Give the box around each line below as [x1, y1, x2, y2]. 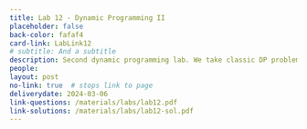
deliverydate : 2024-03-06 [9, 89, 108, 98]
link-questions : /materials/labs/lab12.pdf [9, 97, 178, 107]
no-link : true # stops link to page [9, 81, 153, 90]
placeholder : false [9, 22, 84, 31]
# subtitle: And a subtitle [9, 47, 117, 56]
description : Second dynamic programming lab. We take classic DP [9, 55, 268, 64]
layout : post [9, 73, 59, 82]
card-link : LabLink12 [9, 38, 92, 48]
